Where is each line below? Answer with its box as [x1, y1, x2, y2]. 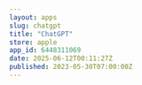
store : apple [9, 37, 58, 47]
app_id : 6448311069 [9, 46, 82, 55]
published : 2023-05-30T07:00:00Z [9, 63, 133, 72]
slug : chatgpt [9, 21, 62, 30]
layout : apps [9, 12, 58, 22]
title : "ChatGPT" [9, 29, 74, 38]
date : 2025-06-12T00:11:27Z [9, 54, 114, 63]
